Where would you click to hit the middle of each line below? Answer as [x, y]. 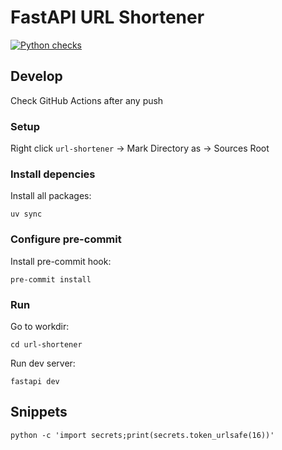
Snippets [39, 412]
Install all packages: [51, 196]
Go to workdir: [40, 326]
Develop [36, 76]
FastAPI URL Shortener [107, 17]
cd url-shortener [46, 344]
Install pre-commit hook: [61, 261]
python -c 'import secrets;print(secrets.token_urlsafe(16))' [142, 435]
